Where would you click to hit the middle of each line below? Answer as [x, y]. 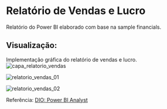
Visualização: [32, 45]
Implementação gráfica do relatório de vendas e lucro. [71, 59]
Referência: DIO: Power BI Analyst [47, 100]
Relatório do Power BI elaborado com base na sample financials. [84, 27]
